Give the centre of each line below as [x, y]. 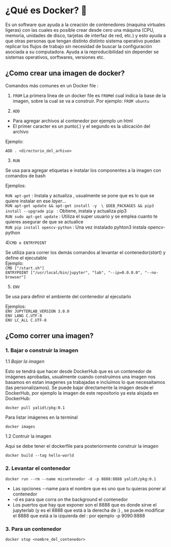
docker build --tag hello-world [40, 455]
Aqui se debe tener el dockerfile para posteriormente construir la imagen [82, 446]
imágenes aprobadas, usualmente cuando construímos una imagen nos [80, 377]
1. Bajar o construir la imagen [42, 351]
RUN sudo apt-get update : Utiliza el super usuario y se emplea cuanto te [81, 216]
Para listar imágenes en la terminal [42, 417]
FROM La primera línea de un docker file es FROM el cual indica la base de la [89, 95]
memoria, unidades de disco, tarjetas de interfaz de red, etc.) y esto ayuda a [86, 35]
